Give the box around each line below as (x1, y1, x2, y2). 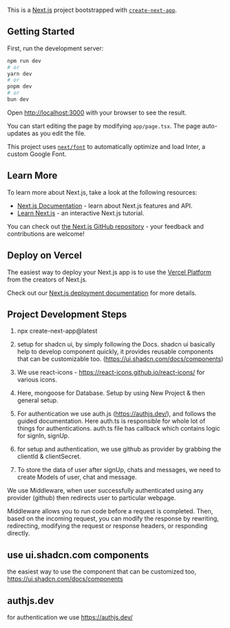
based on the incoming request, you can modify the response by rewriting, (7, 514, 219, 523)
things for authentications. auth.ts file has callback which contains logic (17, 424, 220, 433)
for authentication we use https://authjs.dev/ (7, 614, 133, 621)
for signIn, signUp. (17, 431, 70, 440)
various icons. (17, 375, 57, 384)
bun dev (7, 96, 30, 103)
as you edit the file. (32, 129, 86, 137)
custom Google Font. (7, 150, 67, 158)
